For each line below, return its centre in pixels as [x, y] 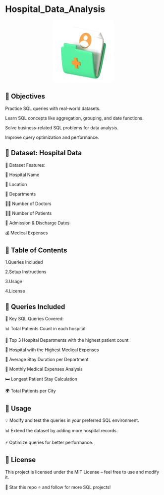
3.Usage [14, 282]
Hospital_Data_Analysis [55, 9]
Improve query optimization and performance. [52, 137]
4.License [15, 291]
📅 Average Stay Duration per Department [47, 360]
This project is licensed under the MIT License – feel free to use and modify [82, 472]
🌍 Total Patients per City [30, 391]
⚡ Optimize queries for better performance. [49, 442]
